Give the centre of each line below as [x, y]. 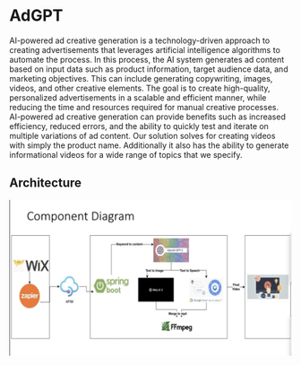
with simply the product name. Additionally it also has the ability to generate [149, 145]
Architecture [46, 183]
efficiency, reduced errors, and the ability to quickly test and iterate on [139, 126]
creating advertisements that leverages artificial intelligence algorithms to [145, 49]
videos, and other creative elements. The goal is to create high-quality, [140, 88]
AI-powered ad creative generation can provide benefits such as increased [148, 117]
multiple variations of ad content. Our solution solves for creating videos [142, 135]
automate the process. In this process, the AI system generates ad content [147, 59]
